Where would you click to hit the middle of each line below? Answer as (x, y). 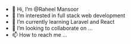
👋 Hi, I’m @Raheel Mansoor (45, 9)
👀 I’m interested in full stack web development (68, 15)
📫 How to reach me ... (39, 35)
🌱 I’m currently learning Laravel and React (63, 22)
